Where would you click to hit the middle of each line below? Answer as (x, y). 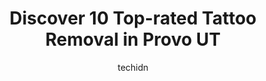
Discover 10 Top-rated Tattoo (133, 18)
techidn (133, 67)
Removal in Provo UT (133, 39)
